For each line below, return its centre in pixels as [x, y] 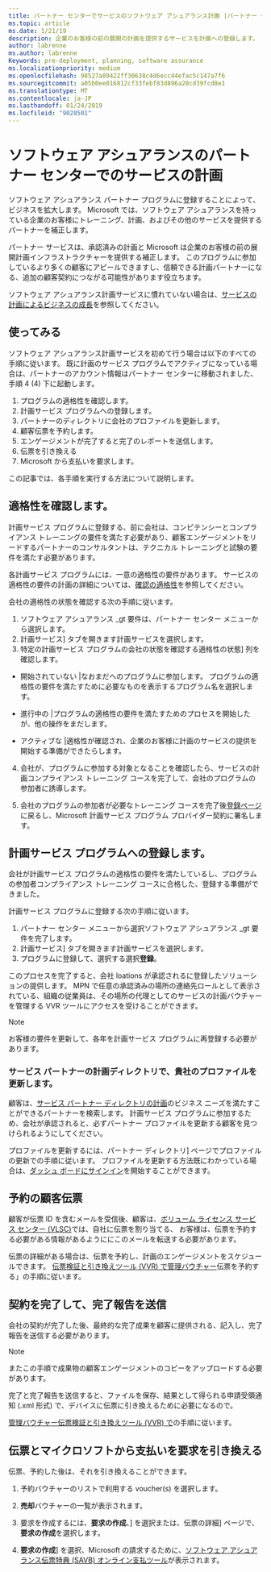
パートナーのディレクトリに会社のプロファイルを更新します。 [122, 421]
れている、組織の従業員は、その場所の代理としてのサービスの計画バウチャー [135, 996]
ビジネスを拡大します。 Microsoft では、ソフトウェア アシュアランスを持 [129, 210]
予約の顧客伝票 [46, 1198]
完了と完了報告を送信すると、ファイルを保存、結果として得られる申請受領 [132, 1395]
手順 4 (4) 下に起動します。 [54, 383]
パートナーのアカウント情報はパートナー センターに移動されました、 [144, 373]
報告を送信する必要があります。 [61, 1336]
